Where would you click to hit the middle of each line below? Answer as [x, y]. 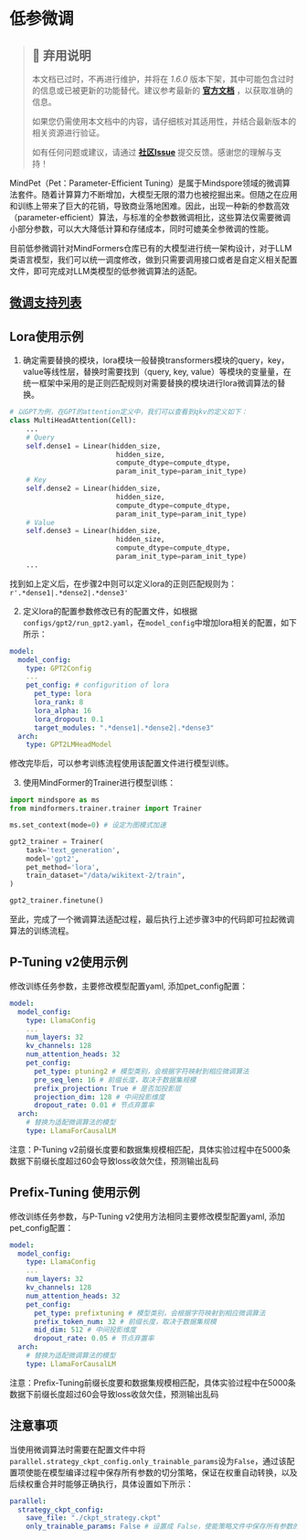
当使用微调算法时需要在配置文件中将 [78, 1449]
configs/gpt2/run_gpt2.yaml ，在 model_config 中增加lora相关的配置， [152, 622]
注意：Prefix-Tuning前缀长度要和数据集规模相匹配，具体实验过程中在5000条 [153, 1383]
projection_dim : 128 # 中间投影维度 [99, 1097]
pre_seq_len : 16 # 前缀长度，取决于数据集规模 [115, 1080]
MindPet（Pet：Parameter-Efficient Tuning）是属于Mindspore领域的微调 [146, 183]
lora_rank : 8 [58, 702]
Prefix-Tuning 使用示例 [74, 1193]
